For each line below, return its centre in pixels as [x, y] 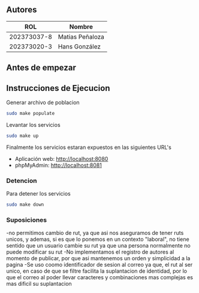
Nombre [81, 26]
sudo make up [22, 136]
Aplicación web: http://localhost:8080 [61, 158]
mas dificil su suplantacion [39, 284]
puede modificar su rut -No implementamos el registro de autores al [90, 252]
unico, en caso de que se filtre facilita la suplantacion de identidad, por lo [97, 271]
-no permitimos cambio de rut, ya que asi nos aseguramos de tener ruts [95, 233]
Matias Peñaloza [81, 36]
